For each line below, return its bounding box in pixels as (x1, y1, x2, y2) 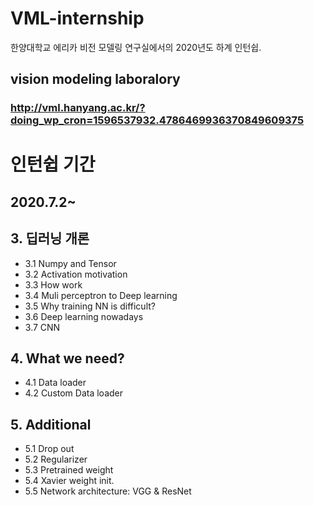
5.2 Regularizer (24, 453, 88, 466)
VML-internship (10, 7, 145, 30)
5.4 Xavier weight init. (24, 475, 115, 487)
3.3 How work (24, 278, 83, 291)
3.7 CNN (24, 321, 61, 333)
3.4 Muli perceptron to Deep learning (24, 289, 178, 301)
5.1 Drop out (24, 443, 75, 455)
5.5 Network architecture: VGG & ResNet (24, 485, 192, 497)
